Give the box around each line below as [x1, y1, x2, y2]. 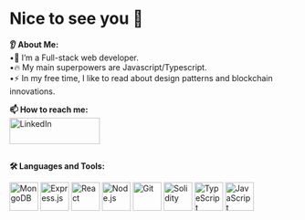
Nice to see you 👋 [9, 8, 144, 29]
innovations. [9, 86, 56, 97]
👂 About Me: [9, 38, 59, 49]
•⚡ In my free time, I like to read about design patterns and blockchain [9, 72, 273, 83]
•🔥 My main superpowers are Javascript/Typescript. [9, 61, 207, 72]
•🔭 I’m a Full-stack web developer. [9, 52, 139, 63]
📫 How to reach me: [9, 104, 89, 115]
